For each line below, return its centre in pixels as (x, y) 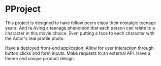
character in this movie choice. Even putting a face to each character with (80, 33)
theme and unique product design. (40, 58)
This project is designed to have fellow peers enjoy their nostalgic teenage (80, 23)
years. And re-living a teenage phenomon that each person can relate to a (80, 28)
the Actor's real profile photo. (35, 38)
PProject (23, 9)
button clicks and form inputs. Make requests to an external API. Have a (78, 53)
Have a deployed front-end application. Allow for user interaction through (80, 48)
